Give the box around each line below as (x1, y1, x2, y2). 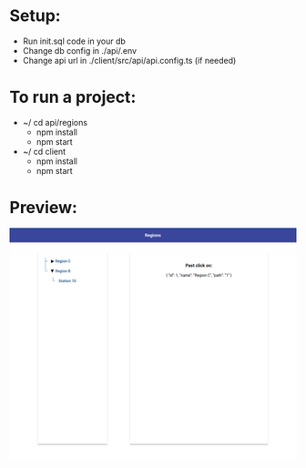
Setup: (9, 5, 61, 26)
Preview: (9, 198, 77, 219)
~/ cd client (22, 146, 66, 157)
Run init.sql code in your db (22, 36, 126, 46)
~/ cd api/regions (22, 117, 88, 127)
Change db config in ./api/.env (22, 45, 138, 56)
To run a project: (9, 87, 137, 107)
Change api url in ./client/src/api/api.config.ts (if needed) (22, 55, 237, 66)
